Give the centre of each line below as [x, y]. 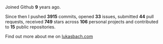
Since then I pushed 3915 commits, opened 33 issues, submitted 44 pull [80, 16]
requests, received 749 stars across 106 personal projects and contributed [82, 22]
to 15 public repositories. [30, 27]
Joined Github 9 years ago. [33, 7]
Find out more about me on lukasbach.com [49, 36]
